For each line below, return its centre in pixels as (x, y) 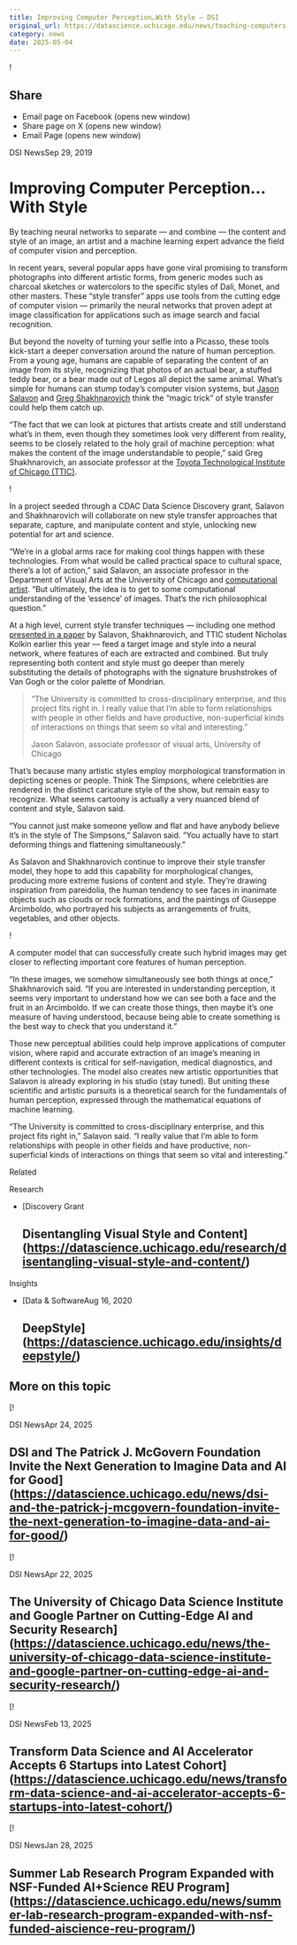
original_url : (35, 26)
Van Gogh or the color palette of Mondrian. (88, 682)
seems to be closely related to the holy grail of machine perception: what (142, 443)
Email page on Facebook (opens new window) (106, 117)
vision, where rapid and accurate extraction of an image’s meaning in (135, 1053)
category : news (37, 34)
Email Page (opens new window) (81, 136)
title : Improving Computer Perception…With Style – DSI (114, 17)
